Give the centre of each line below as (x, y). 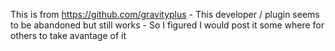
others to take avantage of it (68, 35)
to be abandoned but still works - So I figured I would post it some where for (167, 25)
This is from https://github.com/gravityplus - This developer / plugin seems (165, 14)
